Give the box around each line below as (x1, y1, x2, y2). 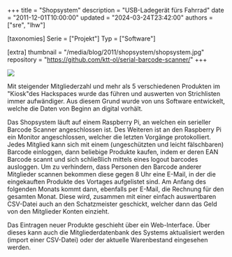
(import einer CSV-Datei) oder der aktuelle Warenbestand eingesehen (7, 236, 208, 244)
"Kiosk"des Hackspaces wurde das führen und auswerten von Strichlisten (7, 90, 221, 97)
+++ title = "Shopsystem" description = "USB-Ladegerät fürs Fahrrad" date (7, 6, 225, 14)
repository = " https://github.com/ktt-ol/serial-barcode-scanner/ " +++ (7, 55, 208, 64)
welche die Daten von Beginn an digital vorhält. (7, 104, 143, 113)
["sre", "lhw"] (7, 21, 45, 29)
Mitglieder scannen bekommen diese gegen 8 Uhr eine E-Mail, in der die (7, 170, 217, 178)
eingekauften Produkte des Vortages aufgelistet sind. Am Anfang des (7, 178, 206, 186)
